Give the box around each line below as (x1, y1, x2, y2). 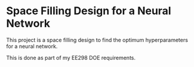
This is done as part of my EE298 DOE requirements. (6, 54, 136, 61)
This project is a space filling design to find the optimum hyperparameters (6, 36, 188, 43)
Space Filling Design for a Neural (6, 4, 171, 18)
